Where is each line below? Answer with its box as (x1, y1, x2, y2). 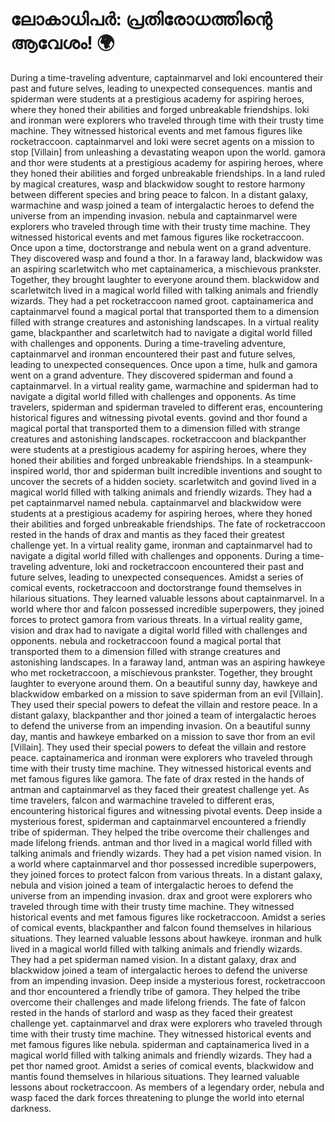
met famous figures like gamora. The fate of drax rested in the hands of (10, 773, 305, 785)
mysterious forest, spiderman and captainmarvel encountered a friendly (10, 815, 307, 827)
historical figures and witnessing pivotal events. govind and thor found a (10, 411, 308, 423)
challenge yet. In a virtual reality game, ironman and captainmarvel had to (10, 539, 313, 551)
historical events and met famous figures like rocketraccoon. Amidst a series (10, 911, 326, 923)
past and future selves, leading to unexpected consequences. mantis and (10, 82, 313, 94)
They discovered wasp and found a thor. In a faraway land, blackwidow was (10, 252, 323, 264)
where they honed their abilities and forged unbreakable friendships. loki (10, 103, 310, 115)
